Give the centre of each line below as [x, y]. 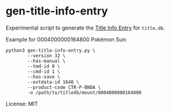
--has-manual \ [47, 61]
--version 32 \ [47, 55]
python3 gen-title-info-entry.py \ [51, 50]
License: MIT [22, 104]
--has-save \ [44, 76]
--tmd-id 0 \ [44, 66]
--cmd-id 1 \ [44, 71]
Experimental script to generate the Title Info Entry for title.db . [85, 28]
